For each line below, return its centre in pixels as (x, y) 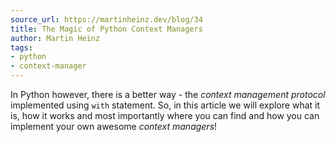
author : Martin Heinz (55, 38)
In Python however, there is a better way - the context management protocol (168, 94)
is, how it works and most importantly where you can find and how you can (165, 115)
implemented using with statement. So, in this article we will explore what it (165, 105)
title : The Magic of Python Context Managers (106, 29)
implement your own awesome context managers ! (114, 126)
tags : (21, 47)
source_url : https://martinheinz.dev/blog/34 (106, 19)
